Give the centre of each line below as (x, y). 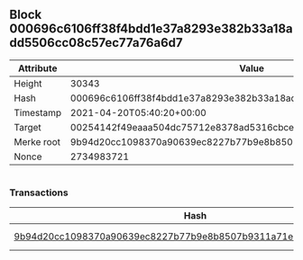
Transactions (39, 193)
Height (28, 83)
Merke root (37, 141)
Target (28, 127)
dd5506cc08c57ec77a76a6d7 (96, 43)
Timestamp (38, 112)
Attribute (37, 68)
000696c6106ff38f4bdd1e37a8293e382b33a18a (151, 29)
